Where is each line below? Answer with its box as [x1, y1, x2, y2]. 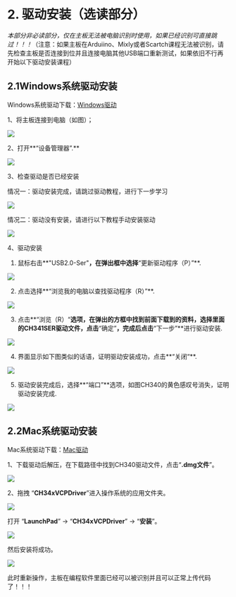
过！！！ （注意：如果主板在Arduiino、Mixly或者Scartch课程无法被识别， [7, 40, 218, 48]
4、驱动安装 [7, 243, 43, 252]
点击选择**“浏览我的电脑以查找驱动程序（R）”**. [17, 287, 155, 295]
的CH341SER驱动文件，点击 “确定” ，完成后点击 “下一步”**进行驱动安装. [17, 324, 223, 332]
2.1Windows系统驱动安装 [7, 81, 118, 93]
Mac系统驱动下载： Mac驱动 [7, 445, 89, 454]
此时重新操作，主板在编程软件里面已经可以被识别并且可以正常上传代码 [7, 573, 211, 581]
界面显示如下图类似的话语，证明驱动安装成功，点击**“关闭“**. [17, 352, 197, 360]
